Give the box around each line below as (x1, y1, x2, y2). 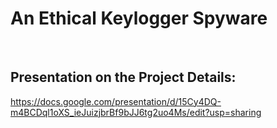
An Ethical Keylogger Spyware (10, 7, 268, 30)
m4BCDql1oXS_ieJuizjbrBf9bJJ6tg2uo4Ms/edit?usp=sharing (10, 106, 262, 118)
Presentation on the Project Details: (10, 69, 237, 86)
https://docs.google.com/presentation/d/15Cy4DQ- (10, 95, 222, 107)
